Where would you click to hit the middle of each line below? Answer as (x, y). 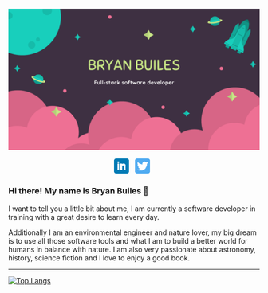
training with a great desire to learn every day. (84, 217)
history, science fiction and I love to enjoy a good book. (99, 258)
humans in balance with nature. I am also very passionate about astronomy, (132, 249)
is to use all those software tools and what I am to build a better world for (128, 240)
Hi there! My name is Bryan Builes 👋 (79, 191)
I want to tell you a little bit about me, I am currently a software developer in (132, 209)
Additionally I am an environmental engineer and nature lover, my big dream (132, 232)
